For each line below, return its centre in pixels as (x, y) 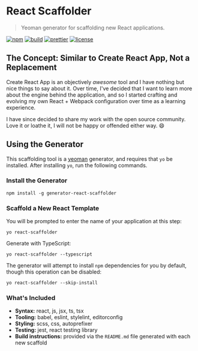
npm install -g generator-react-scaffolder (61, 193)
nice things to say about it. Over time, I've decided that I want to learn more (99, 88)
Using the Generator (45, 144)
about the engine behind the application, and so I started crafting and (92, 95)
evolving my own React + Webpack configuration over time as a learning (96, 101)
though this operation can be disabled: (54, 272)
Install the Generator (37, 181)
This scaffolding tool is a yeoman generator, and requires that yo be (89, 159)
